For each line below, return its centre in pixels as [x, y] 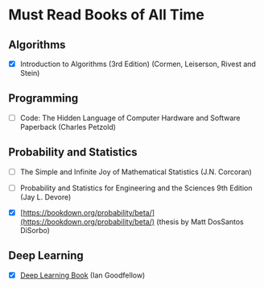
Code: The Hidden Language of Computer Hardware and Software [130, 118]
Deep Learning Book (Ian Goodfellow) [82, 275]
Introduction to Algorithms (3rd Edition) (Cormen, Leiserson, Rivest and [138, 64]
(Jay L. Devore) [45, 197]
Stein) [30, 73]
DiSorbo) [35, 230]
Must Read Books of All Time [107, 15]
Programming [43, 98]
